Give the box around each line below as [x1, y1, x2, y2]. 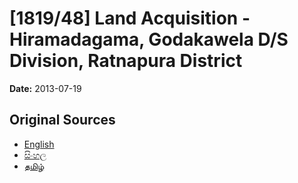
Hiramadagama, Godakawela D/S [9, 28, 289, 51]
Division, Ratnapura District [9, 50, 243, 72]
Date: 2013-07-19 [9, 82, 82, 94]
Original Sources [9, 112, 116, 129]
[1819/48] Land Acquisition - [9, 7, 251, 30]
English [23, 138, 55, 150]
